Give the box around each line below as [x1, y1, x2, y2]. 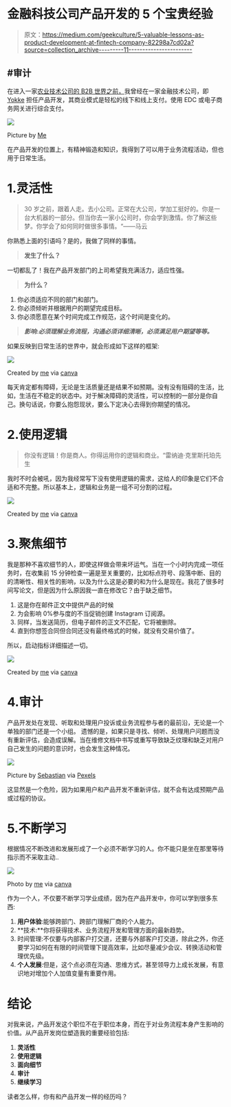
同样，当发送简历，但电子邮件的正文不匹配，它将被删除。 [16, 618, 180, 626]
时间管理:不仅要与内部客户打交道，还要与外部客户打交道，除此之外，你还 [16, 934, 224, 943]
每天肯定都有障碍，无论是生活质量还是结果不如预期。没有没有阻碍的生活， [7, 382, 218, 391]
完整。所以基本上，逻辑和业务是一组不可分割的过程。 [25, 482, 176, 491]
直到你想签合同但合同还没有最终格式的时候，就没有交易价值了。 [16, 626, 198, 635]
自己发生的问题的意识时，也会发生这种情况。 [7, 744, 134, 752]
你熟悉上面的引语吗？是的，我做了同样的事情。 [7, 236, 140, 245]
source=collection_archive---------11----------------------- [23, 46, 192, 54]
